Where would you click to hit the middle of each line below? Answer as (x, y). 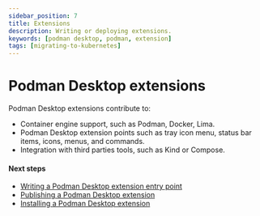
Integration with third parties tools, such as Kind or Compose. (122, 150)
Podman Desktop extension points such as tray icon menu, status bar (136, 133)
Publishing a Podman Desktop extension (87, 195)
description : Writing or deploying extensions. (90, 31)
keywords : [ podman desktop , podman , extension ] (90, 38)
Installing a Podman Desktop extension (85, 204)
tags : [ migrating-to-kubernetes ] (65, 46)
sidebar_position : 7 (43, 16)
